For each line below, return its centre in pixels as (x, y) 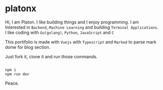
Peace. (12, 83)
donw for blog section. (28, 47)
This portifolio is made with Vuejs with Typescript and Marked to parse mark (81, 42)
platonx (21, 9)
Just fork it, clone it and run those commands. (51, 56)
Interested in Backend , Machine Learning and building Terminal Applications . (82, 27)
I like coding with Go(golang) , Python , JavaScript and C (60, 32)
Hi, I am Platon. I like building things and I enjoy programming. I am (72, 22)
